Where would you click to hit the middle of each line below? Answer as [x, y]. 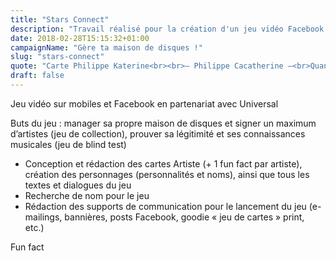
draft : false [37, 76]
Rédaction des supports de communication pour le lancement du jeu [165, 206]
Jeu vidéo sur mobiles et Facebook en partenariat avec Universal [144, 103]
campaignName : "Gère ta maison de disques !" [106, 47]
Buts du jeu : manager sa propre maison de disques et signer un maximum [163, 123]
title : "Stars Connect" [60, 19]
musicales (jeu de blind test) [68, 144]
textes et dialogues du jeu [78, 185]
